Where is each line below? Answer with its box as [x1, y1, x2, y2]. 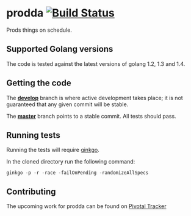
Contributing [6, 186, 56, 196]
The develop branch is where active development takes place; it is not [6, 94, 183, 101]
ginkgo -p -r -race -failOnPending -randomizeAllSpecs [6, 170, 149, 176]
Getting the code [6, 78, 71, 88]
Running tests [6, 130, 61, 140]
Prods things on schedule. [6, 26, 72, 34]
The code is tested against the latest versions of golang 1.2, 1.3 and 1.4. [6, 60, 186, 67]
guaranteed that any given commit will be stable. [6, 101, 129, 108]
